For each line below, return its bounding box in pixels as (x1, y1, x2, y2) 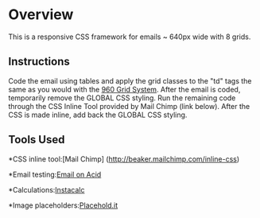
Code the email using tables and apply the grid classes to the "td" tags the (8, 76, 252, 85)
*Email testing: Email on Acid (8, 169, 102, 179)
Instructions (8, 55, 70, 68)
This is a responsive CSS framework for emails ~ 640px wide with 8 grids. (8, 32, 251, 41)
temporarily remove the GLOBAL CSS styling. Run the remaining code (8, 93, 236, 103)
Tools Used (8, 133, 65, 146)
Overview (8, 6, 74, 24)
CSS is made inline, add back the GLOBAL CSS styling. (8, 110, 188, 119)
